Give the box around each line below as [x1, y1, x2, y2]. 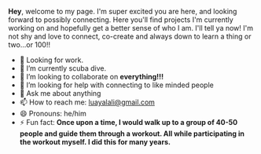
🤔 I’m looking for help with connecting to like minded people [19, 80, 214, 90]
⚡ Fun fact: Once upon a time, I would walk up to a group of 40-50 [19, 118, 238, 126]
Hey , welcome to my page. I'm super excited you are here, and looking [8, 7, 237, 16]
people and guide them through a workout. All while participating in [19, 129, 245, 138]
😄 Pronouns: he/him [19, 109, 86, 118]
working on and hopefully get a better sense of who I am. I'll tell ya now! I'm [8, 24, 254, 32]
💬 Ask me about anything [19, 89, 101, 97]
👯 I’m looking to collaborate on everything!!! [19, 72, 164, 81]
